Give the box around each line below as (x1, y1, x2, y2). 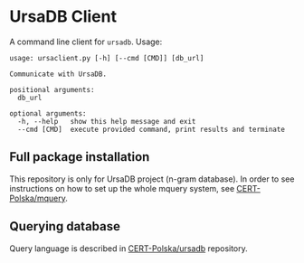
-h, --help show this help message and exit (17, 117, 196, 126)
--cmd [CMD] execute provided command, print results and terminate (17, 125, 285, 134)
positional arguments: (9, 85, 95, 94)
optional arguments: (9, 108, 88, 118)
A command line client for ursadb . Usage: (9, 36, 163, 47)
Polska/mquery (9, 193, 66, 203)
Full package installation (9, 149, 150, 164)
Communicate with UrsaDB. (9, 70, 107, 79)
